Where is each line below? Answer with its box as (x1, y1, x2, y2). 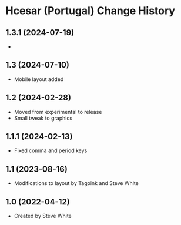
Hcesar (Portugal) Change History (5, 4, 176, 18)
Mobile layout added (14, 75, 64, 83)
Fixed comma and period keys (14, 147, 88, 154)
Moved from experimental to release (14, 108, 102, 115)
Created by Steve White (14, 213, 72, 220)
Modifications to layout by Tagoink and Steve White (14, 180, 139, 187)
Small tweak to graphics (14, 115, 73, 122)
